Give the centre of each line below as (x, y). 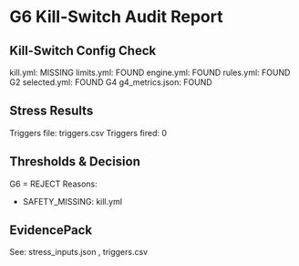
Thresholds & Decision (75, 162)
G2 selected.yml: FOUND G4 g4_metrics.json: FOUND (111, 82)
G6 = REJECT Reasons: (53, 184)
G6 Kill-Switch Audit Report (116, 17)
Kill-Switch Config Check (83, 51)
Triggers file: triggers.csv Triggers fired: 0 (88, 133)
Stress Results (52, 111)
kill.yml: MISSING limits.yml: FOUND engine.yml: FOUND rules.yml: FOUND (150, 72)
